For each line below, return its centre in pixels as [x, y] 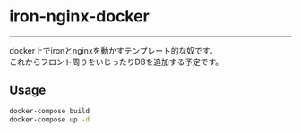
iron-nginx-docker [79, 17]
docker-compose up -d [50, 119]
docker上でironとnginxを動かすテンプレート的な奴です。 [113, 50]
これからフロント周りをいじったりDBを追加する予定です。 [116, 62]
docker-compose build [50, 111]
